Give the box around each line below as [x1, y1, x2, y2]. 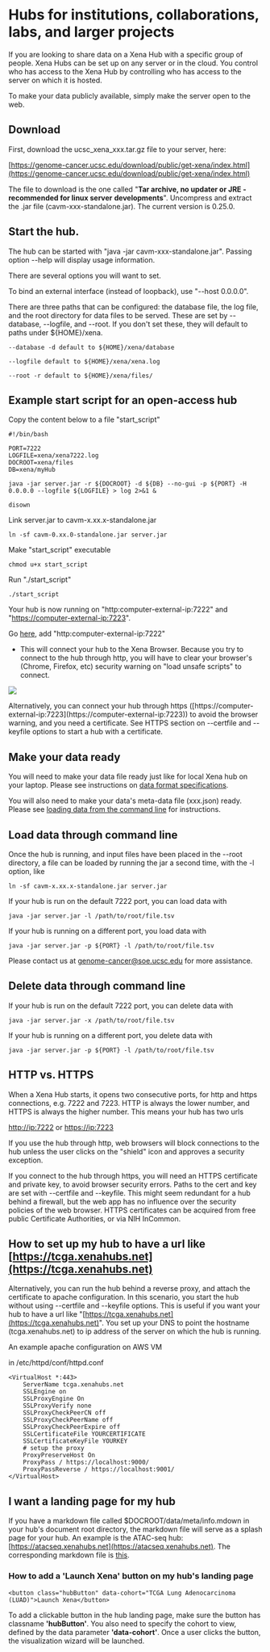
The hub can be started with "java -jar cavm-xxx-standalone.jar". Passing [8, 246, 252, 256]
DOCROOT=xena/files [8, 459, 74, 467]
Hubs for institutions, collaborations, [8, 6, 260, 24]
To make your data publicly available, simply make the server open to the [8, 90, 251, 100]
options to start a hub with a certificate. [31, 727, 164, 737]
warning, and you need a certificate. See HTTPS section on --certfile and [8, 718, 251, 728]
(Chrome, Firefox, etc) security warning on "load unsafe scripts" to [19, 662, 242, 671]
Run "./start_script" [8, 575, 72, 585]
